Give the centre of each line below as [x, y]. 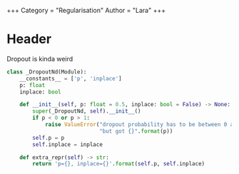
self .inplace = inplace [67, 144]
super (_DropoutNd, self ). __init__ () [87, 111]
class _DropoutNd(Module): [47, 72]
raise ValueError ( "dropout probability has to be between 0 [136, 125]
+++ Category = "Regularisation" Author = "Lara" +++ [86, 10]
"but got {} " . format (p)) [136, 131]
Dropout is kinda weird [40, 58]
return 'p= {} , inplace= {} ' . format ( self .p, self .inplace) [118, 164]
